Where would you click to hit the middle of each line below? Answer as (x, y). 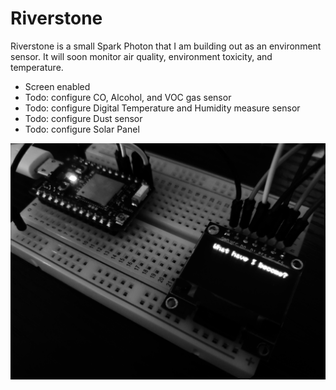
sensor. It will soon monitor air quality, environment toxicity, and (141, 56)
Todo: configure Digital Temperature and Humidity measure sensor (162, 108)
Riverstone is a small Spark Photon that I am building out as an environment (166, 46)
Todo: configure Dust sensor (83, 118)
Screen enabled (57, 86)
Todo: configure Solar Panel (82, 129)
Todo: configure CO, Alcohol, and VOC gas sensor (128, 97)
